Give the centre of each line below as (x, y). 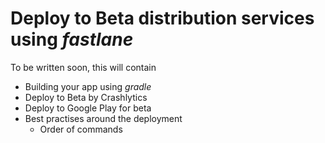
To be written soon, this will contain (83, 67)
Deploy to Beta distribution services (162, 18)
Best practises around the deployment (103, 118)
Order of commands (81, 129)
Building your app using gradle (88, 86)
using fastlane (72, 39)
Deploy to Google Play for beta (88, 108)
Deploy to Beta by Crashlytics (86, 97)
